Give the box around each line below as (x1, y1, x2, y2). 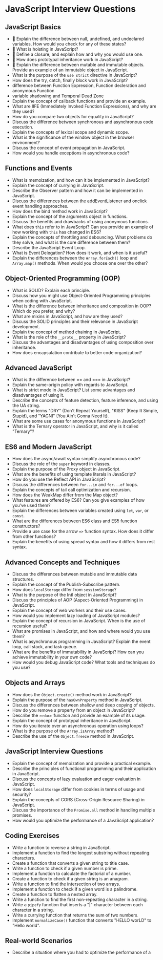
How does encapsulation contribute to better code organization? (12, 349, 143, 355)
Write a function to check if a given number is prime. (12, 865, 118, 871)
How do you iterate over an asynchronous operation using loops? (12, 723, 144, 728)
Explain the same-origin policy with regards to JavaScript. (12, 382, 129, 388)
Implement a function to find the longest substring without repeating (12, 850, 150, 855)
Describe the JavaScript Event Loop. (12, 244, 86, 250)
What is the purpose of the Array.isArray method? (12, 728, 115, 734)
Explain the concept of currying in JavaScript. (12, 182, 104, 188)
